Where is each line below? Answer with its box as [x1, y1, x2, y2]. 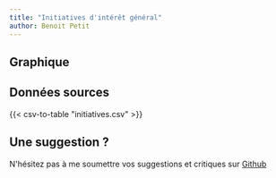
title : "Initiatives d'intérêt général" [9, 13, 163, 22]
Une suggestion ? [9, 135, 109, 150]
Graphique [9, 55, 70, 70]
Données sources [9, 85, 110, 100]
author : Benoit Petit [9, 21, 91, 30]
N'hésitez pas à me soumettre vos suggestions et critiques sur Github [9, 158, 267, 169]
